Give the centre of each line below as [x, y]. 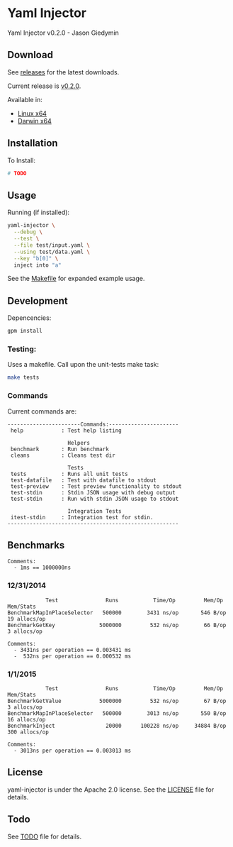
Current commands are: [42, 411]
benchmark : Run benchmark [60, 449]
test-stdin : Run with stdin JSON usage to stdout [95, 499]
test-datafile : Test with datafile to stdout [84, 480]
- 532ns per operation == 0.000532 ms [73, 656]
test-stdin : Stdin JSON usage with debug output [93, 492]
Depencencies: [29, 318]
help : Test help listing [66, 431]
